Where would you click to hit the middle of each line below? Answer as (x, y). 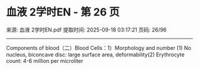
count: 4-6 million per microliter (45, 61)
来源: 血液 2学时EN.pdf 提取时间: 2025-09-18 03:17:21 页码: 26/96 (86, 30)
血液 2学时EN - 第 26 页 (63, 12)
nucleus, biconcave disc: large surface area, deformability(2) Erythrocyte (95, 55)
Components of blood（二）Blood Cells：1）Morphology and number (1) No (99, 47)
